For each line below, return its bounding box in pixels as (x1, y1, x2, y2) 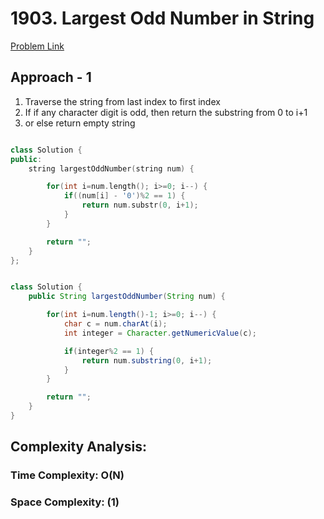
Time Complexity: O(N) (10, 468, 125, 482)
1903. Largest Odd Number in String (10, 7, 315, 30)
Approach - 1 (10, 69, 92, 86)
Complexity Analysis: (10, 438, 147, 456)
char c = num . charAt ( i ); (63, 319, 168, 329)
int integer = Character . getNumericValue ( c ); (63, 328, 257, 338)
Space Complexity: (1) (10, 495, 120, 509)
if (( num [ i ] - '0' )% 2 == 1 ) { (63, 191, 186, 201)
